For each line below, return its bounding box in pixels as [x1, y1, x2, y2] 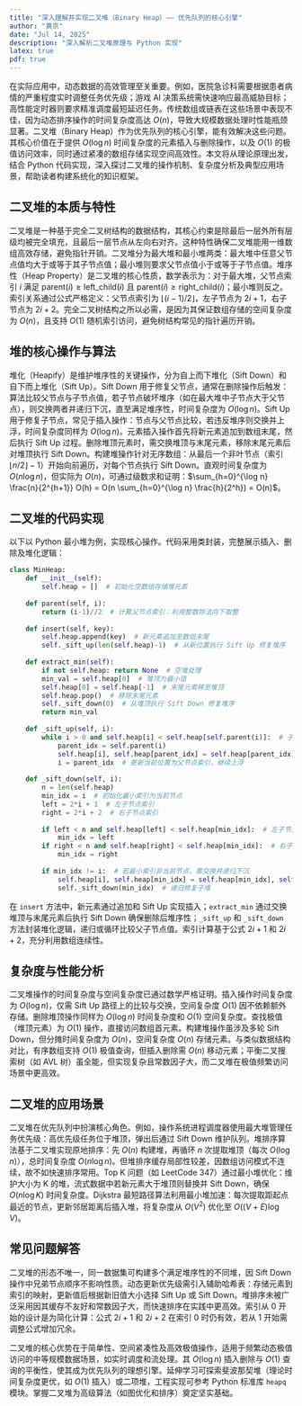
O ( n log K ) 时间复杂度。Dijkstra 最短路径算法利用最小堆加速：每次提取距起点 [9, 1189, 289, 1201]
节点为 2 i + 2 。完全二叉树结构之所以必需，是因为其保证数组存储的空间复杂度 [9, 303, 292, 315]
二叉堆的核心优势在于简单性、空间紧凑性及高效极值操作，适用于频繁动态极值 [9, 1342, 293, 1353]
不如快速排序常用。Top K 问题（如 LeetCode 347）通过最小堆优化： [32, 1167, 285, 1178]
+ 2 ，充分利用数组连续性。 [9, 935, 109, 945]
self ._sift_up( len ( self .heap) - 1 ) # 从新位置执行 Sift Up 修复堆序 [41, 640, 286, 650]
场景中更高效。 [9, 1068, 65, 1079]
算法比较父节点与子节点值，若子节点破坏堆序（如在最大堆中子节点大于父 [9, 392, 277, 403]
